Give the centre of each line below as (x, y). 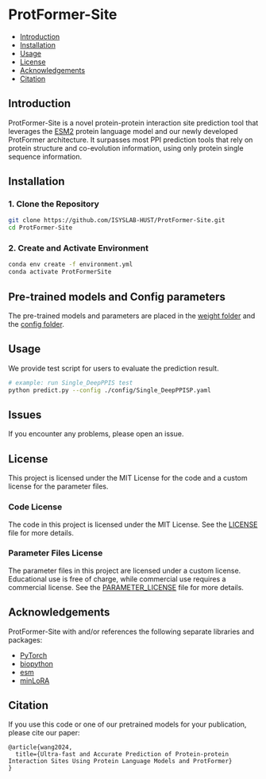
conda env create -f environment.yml (71, 265)
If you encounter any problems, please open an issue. (96, 434)
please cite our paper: (44, 733)
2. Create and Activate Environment (79, 248)
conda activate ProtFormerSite (60, 272)
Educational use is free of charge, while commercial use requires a (117, 579)
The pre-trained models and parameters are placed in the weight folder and (132, 316)
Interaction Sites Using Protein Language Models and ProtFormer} (120, 762)
